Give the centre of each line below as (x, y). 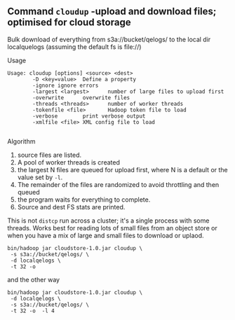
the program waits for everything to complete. (84, 200)
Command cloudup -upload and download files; (112, 12)
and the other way (34, 279)
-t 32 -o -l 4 (32, 311)
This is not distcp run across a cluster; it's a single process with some (108, 221)
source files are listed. (49, 155)
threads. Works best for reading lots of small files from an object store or (112, 228)
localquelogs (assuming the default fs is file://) (74, 47)
